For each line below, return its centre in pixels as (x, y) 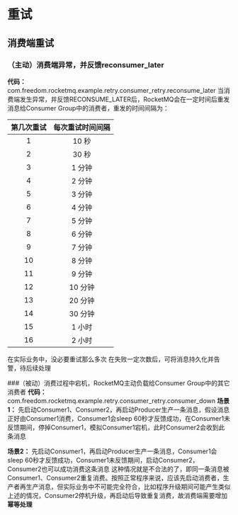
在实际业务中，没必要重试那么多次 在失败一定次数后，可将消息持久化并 (110, 359)
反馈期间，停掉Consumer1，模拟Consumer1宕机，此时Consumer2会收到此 (116, 427)
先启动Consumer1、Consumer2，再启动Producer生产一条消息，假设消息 (124, 409)
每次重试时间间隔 (82, 127)
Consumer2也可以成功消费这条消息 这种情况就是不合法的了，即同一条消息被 (118, 469)
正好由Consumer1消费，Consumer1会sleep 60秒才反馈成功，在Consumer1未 (119, 418)
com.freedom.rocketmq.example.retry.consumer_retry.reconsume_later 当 (116, 90)
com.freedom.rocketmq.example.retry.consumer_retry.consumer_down (112, 400)
